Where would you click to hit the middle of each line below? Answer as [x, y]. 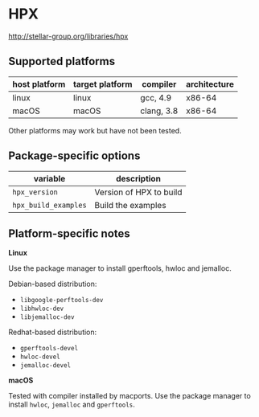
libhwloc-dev [42, 309]
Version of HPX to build [138, 192]
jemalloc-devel [45, 366]
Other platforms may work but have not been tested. [95, 130]
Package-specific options [74, 156]
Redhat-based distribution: [53, 332]
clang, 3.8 [159, 111]
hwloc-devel [40, 357]
